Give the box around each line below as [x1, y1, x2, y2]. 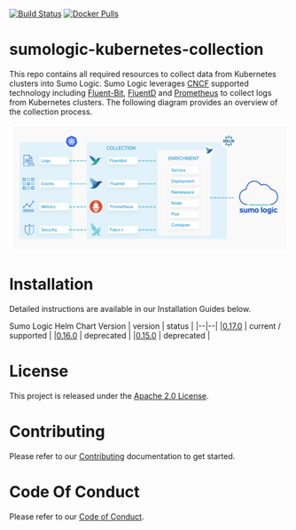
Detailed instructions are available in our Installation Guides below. [9, 303, 251, 314]
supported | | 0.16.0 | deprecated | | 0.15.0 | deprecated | [9, 330, 211, 340]
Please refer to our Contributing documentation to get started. [9, 450, 236, 461]
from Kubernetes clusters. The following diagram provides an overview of [9, 97, 278, 107]
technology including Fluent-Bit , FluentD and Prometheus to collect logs [9, 87, 272, 97]
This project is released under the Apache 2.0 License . [9, 390, 210, 401]
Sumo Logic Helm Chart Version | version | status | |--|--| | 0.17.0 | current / [9, 320, 281, 331]
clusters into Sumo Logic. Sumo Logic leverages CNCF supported [9, 78, 250, 89]
